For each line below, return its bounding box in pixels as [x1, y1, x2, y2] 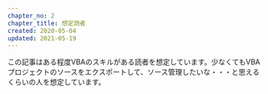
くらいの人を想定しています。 [7, 77, 106, 87]
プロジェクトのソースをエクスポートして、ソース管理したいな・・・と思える [7, 67, 260, 77]
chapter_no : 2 [7, 11, 56, 20]
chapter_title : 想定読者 [7, 19, 86, 27]
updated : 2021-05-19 [7, 34, 77, 43]
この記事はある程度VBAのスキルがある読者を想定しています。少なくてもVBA [7, 57, 261, 67]
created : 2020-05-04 [7, 27, 77, 35]
